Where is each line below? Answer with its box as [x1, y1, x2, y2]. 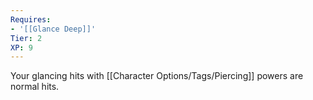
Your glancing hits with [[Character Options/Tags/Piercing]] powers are [10, 70, 304, 82]
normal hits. [10, 81, 60, 93]
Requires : [10, 14, 52, 25]
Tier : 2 [10, 33, 43, 43]
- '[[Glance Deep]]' [10, 24, 97, 34]
